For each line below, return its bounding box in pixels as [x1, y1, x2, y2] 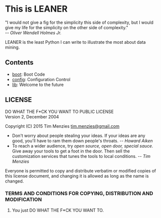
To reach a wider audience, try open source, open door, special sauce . [12, 143, 153, 149]
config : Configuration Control [12, 76, 71, 82]
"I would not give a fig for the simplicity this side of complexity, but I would [5, 19, 154, 25]
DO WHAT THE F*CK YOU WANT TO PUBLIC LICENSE [5, 108, 114, 115]
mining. [5, 44, 20, 50]
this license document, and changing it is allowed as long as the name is [5, 173, 149, 179]
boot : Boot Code [12, 71, 45, 77]
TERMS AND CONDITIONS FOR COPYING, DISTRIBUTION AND [5, 190, 153, 197]
